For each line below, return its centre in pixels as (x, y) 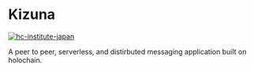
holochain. (25, 60)
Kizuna (32, 15)
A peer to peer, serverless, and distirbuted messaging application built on (127, 51)
